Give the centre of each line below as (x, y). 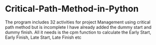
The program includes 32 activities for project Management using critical (78, 22)
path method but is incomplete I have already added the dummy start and (78, 27)
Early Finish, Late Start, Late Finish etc (43, 37)
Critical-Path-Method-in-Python (72, 9)
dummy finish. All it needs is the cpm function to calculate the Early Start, (78, 32)
